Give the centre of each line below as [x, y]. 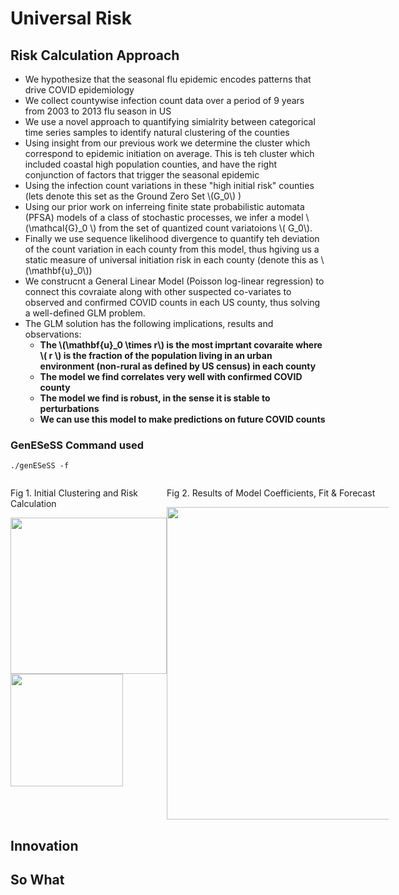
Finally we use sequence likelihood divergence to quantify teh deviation [172, 238]
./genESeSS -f [40, 466]
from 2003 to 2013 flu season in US [98, 111]
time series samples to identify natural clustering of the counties [157, 132]
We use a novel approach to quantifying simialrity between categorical [170, 121]
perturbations [69, 408]
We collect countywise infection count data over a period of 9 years [164, 100]
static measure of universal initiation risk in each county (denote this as [171, 260]
